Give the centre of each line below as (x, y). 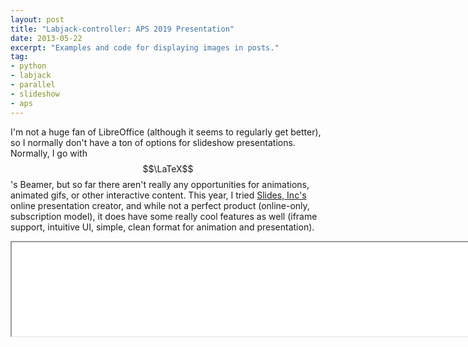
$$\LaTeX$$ (168, 168)
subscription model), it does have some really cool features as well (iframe (164, 216)
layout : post (37, 19)
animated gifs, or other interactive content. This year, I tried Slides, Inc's (158, 195)
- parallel (33, 85)
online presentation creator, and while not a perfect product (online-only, (160, 205)
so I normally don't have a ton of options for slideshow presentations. (153, 142)
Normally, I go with (49, 153)
